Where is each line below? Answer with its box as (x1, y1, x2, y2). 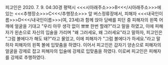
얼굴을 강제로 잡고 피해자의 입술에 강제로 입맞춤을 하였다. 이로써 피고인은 (5, 48, 148, 54)
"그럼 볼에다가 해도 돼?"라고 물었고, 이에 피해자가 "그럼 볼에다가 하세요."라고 (5, 35, 155, 41)
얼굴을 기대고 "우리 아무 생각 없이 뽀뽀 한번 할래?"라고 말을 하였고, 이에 (14, 23, 154, 29)
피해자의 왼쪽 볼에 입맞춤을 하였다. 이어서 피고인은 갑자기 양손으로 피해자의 (14, 42, 161, 47)
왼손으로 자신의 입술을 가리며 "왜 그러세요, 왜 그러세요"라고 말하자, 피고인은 (14, 29, 163, 35)
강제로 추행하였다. (10, 54, 46, 60)
